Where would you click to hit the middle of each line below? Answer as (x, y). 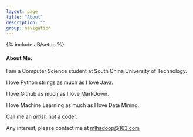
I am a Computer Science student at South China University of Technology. (97, 71)
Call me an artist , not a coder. (42, 117)
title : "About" (25, 17)
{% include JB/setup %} (35, 45)
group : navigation (28, 28)
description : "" (26, 22)
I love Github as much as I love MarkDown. (58, 94)
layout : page (22, 11)
